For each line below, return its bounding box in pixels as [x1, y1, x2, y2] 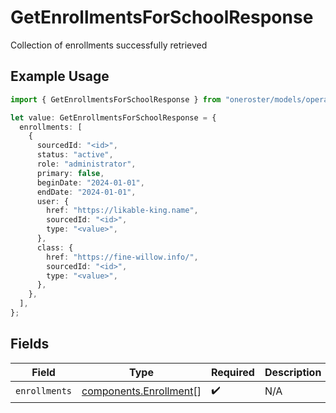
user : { [36, 196, 70, 206]
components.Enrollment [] [81, 384, 202, 398]
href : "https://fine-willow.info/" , [46, 252, 199, 262]
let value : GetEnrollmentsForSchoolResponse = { [10, 112, 217, 123]
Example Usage [10, 68, 110, 85]
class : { [36, 242, 74, 253]
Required [210, 365, 255, 379]
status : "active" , [36, 150, 114, 160]
